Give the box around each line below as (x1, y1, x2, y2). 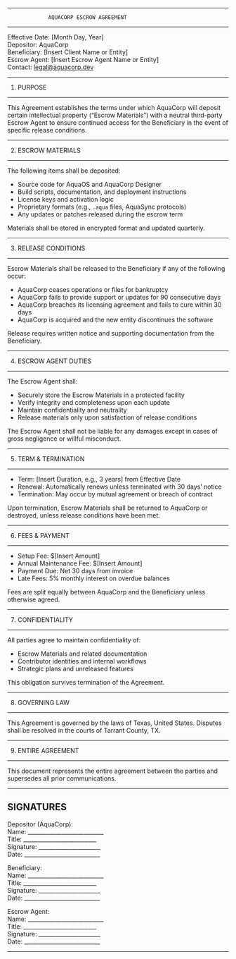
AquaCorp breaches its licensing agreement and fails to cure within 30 (17, 300, 222, 309)
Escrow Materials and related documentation (17, 649, 147, 658)
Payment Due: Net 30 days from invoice (17, 567, 133, 575)
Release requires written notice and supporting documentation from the (7, 329, 215, 337)
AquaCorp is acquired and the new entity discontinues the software (17, 315, 214, 324)
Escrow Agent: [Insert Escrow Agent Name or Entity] (7, 56, 159, 63)
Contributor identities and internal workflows (17, 657, 147, 665)
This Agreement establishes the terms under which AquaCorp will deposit (7, 104, 221, 111)
